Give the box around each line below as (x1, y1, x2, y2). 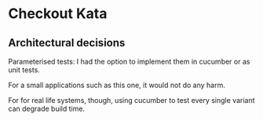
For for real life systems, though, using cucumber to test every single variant (8, 96, 255, 104)
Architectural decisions (8, 36, 126, 49)
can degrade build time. (8, 104, 85, 113)
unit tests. (8, 65, 41, 75)
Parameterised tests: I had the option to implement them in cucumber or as (8, 57, 250, 66)
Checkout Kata (8, 5, 108, 23)
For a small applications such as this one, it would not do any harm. (8, 80, 225, 90)
